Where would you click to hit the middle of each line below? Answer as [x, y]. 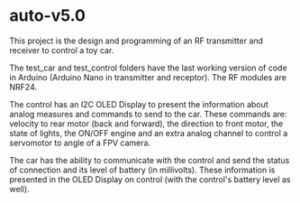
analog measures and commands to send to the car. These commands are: [148, 114]
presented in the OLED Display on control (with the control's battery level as [150, 179]
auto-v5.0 [47, 16]
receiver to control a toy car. [62, 50]
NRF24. [23, 87]
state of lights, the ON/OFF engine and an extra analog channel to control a [149, 133]
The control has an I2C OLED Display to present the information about [139, 104]
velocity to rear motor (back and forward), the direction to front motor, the [146, 124]
